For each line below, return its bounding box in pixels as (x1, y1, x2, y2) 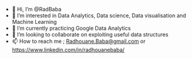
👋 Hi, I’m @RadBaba (11, 6, 62, 13)
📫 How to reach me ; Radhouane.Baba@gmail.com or (11, 38, 146, 45)
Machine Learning (11, 18, 57, 25)
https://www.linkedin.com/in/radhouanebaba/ (11, 46, 125, 53)
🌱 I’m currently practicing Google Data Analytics (11, 24, 131, 32)
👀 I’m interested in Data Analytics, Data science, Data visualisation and (11, 12, 187, 19)
